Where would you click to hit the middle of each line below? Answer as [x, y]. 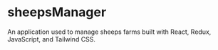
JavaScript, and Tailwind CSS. [52, 39]
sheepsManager [57, 12]
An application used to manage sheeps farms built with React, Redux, [109, 32]
